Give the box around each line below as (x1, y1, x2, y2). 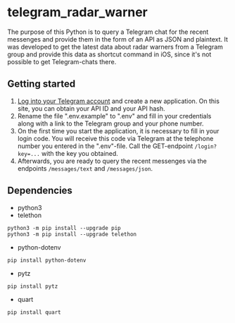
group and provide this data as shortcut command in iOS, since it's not (7, 50, 212, 59)
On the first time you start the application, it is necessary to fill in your (17, 126, 220, 135)
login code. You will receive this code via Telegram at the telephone (17, 134, 214, 142)
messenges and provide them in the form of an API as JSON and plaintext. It (7, 35, 229, 43)
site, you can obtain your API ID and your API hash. (17, 104, 165, 113)
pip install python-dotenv (7, 257, 87, 264)
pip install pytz (7, 283, 58, 290)
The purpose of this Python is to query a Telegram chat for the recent (7, 28, 209, 36)
